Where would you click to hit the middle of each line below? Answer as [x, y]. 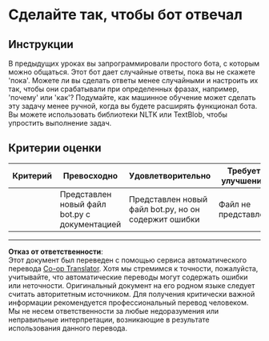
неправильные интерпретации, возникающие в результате [109, 319]
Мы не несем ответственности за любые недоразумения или [114, 311]
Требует [244, 170]
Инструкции [41, 44]
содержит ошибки [165, 219]
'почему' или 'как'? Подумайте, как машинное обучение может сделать [132, 97]
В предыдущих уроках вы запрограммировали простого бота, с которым [134, 63]
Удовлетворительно [170, 175]
